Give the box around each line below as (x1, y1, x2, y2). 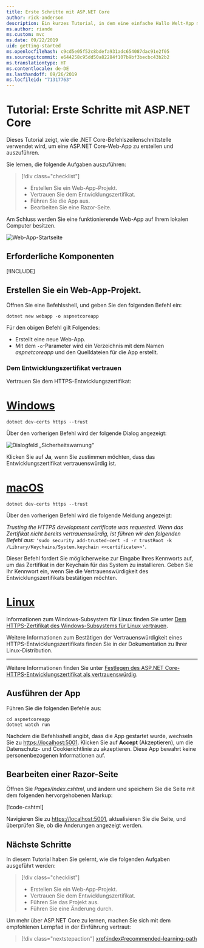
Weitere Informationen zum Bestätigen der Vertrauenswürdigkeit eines (6, 633, 183, 641)
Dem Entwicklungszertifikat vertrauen (6, 363, 121, 372)
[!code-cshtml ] (6, 804, 44, 811)
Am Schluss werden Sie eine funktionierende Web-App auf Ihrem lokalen (6, 215, 189, 223)
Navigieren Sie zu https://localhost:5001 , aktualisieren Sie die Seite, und (6, 815, 186, 823)
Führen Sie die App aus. (30, 197, 90, 204)
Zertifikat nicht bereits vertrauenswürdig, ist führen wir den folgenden (6, 530, 181, 537)
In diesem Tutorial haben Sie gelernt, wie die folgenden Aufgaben (6, 856, 170, 863)
